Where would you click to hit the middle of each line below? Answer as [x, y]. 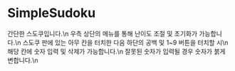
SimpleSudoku [52, 13]
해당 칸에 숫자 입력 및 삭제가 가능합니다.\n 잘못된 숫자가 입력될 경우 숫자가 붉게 [116, 51]
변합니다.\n [23, 60]
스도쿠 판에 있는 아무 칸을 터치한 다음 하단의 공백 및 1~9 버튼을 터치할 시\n [125, 42]
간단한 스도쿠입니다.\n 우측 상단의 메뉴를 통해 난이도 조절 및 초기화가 [103, 33]
